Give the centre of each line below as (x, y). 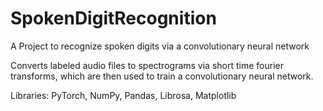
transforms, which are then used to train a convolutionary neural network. (162, 76)
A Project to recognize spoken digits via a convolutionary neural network (160, 46)
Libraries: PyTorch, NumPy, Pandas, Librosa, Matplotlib (123, 95)
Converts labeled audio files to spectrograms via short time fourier (147, 65)
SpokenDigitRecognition (113, 18)
